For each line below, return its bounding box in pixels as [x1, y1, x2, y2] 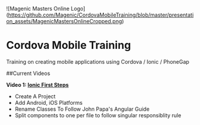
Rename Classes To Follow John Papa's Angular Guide [14, 105, 150, 112]
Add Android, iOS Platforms [14, 99, 83, 106]
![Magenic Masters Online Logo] [6, 5, 85, 12]
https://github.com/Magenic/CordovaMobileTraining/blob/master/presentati [8, 11, 194, 18]
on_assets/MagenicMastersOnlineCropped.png [6, 18, 122, 24]
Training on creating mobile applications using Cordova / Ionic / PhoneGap [6, 58, 190, 65]
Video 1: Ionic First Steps [6, 81, 69, 88]
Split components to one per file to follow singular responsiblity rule [14, 111, 181, 118]
